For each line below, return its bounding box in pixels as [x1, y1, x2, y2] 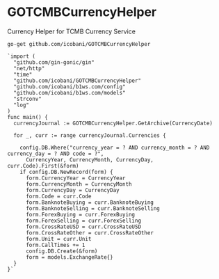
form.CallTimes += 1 [25, 241, 86, 248]
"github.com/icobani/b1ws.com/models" [13, 89, 127, 96]
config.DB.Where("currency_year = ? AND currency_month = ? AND [19, 144, 210, 151]
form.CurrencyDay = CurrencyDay [25, 186, 120, 193]
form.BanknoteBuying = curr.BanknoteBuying [25, 199, 154, 206]
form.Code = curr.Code [25, 193, 92, 200]
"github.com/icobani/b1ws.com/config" [13, 83, 127, 90]
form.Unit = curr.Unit [25, 235, 92, 242]
